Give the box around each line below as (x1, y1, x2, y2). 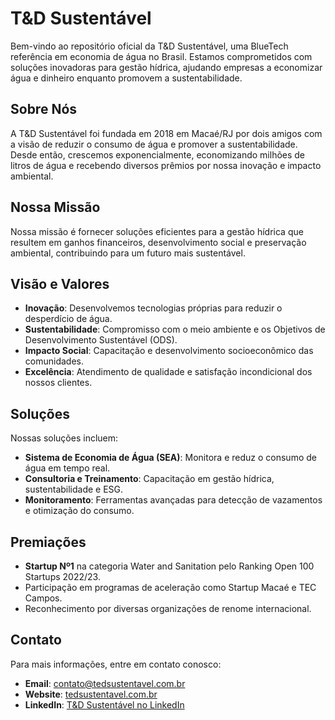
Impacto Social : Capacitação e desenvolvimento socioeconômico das (24, 345, 314, 357)
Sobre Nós (10, 101, 78, 118)
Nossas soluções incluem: (10, 432, 119, 444)
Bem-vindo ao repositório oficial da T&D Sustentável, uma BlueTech (10, 40, 289, 52)
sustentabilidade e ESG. (24, 483, 124, 496)
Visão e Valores (10, 275, 110, 292)
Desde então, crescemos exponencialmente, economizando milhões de (10, 148, 306, 161)
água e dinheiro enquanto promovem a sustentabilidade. (10, 72, 243, 84)
